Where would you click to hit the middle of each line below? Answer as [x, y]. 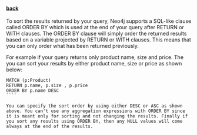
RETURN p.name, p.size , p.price [47, 86]
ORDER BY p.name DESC [33, 91]
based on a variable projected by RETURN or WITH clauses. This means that [98, 40]
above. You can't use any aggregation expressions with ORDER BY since [96, 111]
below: [14, 70]
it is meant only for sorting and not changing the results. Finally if [97, 116]
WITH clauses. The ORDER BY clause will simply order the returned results [96, 34]
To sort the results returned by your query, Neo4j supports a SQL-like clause [99, 21]
